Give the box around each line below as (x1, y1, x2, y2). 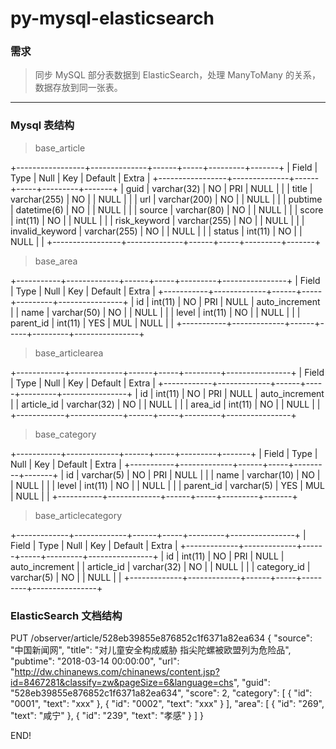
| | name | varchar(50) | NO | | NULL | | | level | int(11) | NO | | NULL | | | (10, 306, 301, 318)
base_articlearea (34, 347, 104, 359)
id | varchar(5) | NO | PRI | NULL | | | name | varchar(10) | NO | (66, 468, 321, 481)
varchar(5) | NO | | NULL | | (10, 571, 122, 583)
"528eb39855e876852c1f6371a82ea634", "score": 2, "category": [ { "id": (10, 687, 313, 699)
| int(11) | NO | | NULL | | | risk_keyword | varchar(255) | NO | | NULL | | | (10, 214, 305, 226)
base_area (34, 255, 78, 267)
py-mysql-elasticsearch (10, 7, 215, 30)
